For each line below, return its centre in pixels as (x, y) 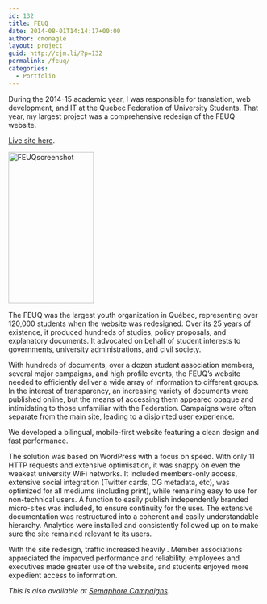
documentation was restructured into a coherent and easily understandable (134, 516)
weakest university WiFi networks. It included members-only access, (123, 473)
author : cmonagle (38, 38)
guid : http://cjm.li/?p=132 (56, 53)
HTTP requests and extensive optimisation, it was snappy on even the (124, 465)
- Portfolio (36, 76)
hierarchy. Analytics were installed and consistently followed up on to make (133, 525)
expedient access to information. (63, 575)
